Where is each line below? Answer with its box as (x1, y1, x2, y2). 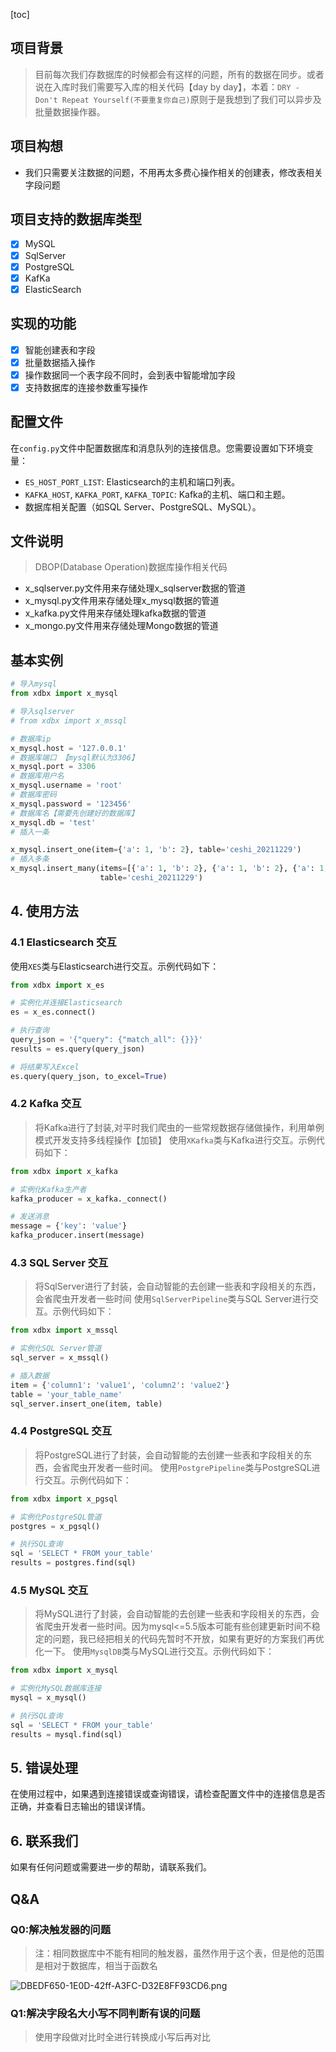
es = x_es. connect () (10, 1007, 97, 1018)
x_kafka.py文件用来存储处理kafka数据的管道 (24, 607, 207, 619)
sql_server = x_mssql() (10, 1353, 110, 1363)
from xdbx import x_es (10, 980, 105, 990)
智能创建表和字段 (24, 344, 96, 356)
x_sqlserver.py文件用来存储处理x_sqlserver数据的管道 (24, 582, 247, 594)
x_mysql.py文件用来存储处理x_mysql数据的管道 (24, 595, 220, 607)
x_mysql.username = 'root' (10, 780, 123, 791)
